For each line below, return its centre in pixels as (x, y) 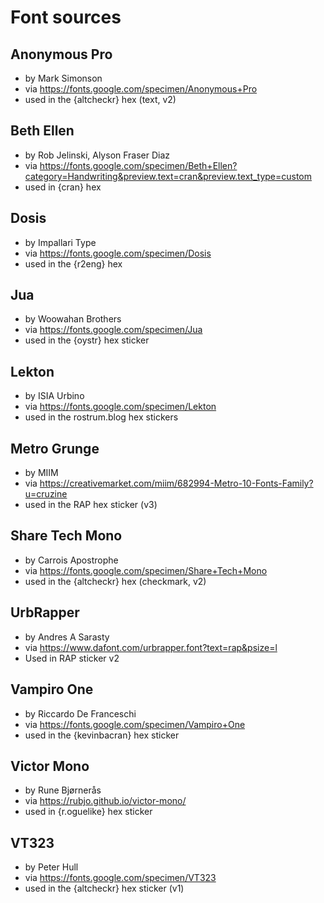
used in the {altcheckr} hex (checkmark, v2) (115, 581)
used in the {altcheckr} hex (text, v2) (100, 99)
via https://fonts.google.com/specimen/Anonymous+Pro (141, 89)
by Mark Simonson (63, 78)
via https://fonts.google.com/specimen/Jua (113, 330)
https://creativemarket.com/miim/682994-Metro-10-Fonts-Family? (176, 483)
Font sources (66, 17)
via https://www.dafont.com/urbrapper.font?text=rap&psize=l (151, 647)
